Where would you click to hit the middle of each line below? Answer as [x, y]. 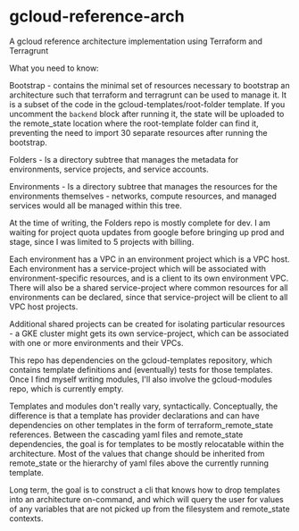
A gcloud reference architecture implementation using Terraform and [136, 41]
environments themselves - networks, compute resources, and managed [143, 196]
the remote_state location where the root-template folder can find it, [134, 123]
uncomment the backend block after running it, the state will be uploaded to [147, 114]
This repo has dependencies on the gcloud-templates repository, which [141, 360]
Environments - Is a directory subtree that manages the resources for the [144, 186]
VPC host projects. [44, 307]
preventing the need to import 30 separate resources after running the [138, 132]
